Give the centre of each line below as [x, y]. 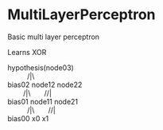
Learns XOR [27, 52]
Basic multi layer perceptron [54, 37]
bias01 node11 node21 [43, 101]
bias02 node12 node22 [45, 85]
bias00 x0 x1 [28, 118]
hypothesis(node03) [41, 67]
